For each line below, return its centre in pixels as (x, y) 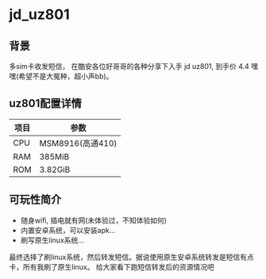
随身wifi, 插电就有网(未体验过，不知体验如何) (94, 220)
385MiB (54, 156)
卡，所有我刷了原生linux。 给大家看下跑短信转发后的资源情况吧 (112, 266)
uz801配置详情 (45, 103)
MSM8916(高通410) (78, 143)
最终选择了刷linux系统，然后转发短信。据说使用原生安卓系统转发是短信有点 (131, 257)
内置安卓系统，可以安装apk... (68, 230)
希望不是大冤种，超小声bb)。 (66, 76)
